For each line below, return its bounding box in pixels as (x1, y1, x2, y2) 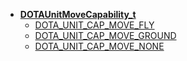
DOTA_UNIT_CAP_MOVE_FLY (34, 19, 155, 31)
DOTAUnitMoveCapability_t (19, 9, 137, 20)
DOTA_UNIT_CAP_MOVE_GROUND (34, 30, 177, 41)
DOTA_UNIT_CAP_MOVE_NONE (34, 40, 165, 52)
